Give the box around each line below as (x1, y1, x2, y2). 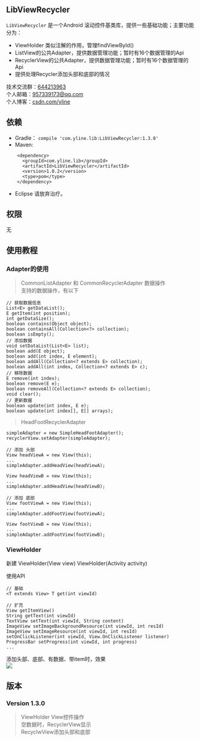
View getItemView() (6, 608, 55, 614)
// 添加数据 (6, 338, 33, 344)
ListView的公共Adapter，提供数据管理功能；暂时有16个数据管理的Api (14, 49, 184, 56)
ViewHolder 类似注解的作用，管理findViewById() (14, 41, 134, 48)
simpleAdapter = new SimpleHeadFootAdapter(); (6, 430, 124, 436)
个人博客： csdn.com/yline (6, 98, 70, 105)
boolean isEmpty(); (6, 331, 55, 337)
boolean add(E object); (6, 348, 66, 355)
